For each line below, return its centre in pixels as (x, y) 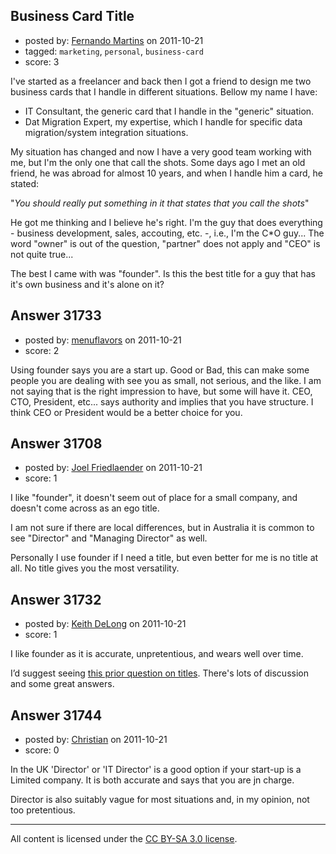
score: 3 (42, 61)
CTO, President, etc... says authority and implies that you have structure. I (162, 401)
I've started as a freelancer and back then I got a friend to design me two (161, 81)
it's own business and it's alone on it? (87, 284)
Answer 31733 (56, 315)
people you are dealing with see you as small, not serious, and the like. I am (166, 380)
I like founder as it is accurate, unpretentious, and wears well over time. (157, 654)
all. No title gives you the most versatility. (95, 568)
